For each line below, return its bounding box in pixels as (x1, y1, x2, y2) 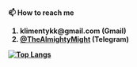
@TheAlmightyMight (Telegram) (19, 35, 129, 43)
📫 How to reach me (8, 8, 74, 17)
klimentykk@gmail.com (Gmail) (19, 26, 127, 35)
